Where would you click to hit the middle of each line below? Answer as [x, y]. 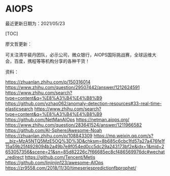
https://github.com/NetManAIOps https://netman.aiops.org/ [67, 119]
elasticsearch [19, 109]
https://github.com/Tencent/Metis [60, 157]
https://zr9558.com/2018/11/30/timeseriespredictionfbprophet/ [71, 168]
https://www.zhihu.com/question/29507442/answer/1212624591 [73, 87]
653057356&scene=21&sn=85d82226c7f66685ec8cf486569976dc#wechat [85, 152]
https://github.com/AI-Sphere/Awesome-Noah [54, 130]
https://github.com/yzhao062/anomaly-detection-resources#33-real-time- [83, 103]
